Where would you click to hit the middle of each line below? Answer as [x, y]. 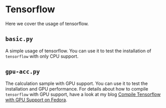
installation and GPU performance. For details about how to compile [77, 89]
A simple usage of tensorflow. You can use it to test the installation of [78, 51]
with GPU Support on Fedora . [36, 100]
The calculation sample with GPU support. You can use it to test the [77, 83]
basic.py [19, 39]
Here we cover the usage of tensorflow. [47, 24]
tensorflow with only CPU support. [42, 56]
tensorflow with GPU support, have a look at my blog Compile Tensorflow [83, 94]
